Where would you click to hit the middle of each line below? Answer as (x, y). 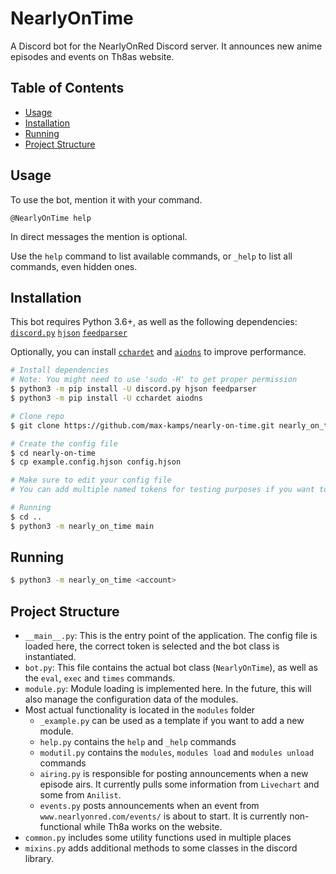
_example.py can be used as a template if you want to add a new (172, 721)
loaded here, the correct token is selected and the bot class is (152, 646)
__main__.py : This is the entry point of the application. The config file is (171, 636)
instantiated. (50, 657)
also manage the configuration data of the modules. (131, 699)
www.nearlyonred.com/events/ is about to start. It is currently (163, 816)
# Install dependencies (60, 370)
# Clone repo (37, 416)
